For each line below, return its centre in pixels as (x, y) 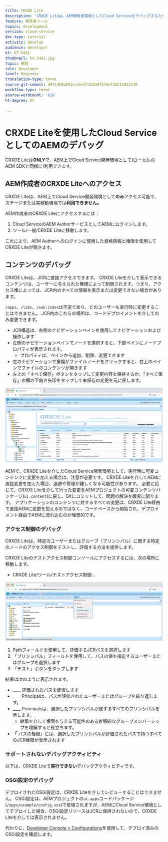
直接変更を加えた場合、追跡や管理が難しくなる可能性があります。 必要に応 (82, 484)
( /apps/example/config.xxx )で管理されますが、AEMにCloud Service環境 (79, 804)
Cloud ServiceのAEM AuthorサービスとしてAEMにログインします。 (81, 224)
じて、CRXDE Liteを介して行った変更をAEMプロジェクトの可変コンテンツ (81, 490)
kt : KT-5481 (17, 53)
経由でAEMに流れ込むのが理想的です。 (58, 515)
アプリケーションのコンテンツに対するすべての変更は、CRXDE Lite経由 (87, 502)
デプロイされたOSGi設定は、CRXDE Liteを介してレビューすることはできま (81, 792)
